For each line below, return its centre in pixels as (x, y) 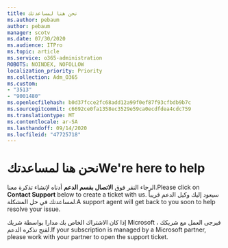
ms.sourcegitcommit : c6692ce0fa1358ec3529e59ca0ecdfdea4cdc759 (99, 109)
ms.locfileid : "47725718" (44, 134)
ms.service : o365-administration (55, 58)
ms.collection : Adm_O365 (42, 77)
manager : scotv (29, 33)
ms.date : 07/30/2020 (37, 39)
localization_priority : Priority (55, 71)
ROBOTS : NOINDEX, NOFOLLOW (46, 64)
